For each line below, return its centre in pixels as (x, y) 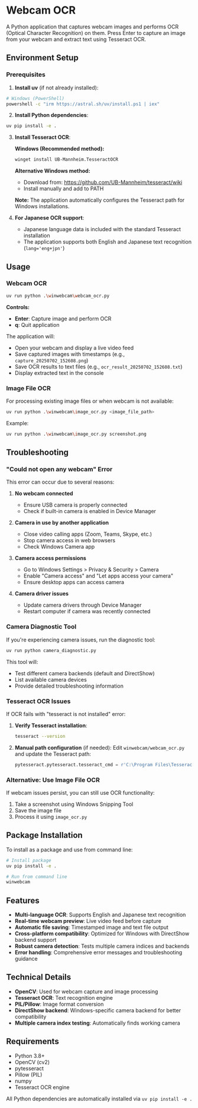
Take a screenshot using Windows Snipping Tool (74, 804)
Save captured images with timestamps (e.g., (70, 354)
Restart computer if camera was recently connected (87, 611)
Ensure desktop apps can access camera (74, 582)
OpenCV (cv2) (32, 1062)
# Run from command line (37, 877)
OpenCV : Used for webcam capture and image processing (86, 992)
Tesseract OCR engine (42, 1087)
